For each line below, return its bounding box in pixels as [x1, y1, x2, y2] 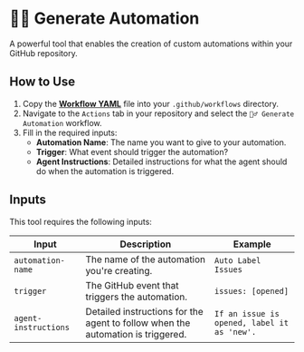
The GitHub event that [85, 279, 179, 291]
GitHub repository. [9, 47, 79, 58]
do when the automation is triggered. [35, 165, 175, 176]
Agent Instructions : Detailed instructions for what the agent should [35, 156, 288, 167]
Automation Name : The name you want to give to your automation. [35, 136, 287, 148]
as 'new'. [214, 327, 257, 337]
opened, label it [214, 318, 290, 328]
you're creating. [85, 264, 153, 277]
